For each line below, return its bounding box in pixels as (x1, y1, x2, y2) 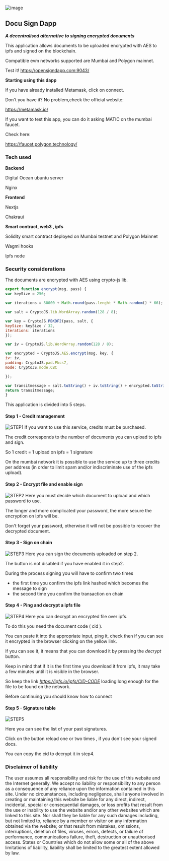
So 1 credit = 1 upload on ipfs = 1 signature (5, 449, 93, 455)
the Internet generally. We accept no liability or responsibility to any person (5, 780, 161, 786)
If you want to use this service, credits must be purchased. (24, 424, 146, 430)
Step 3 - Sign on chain (5, 540, 52, 546)
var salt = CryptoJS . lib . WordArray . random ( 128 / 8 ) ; (5, 310, 118, 315)
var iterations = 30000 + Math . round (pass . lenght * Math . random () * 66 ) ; (5, 300, 163, 306)
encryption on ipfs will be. (5, 513, 59, 519)
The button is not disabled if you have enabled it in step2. (5, 560, 124, 566)
